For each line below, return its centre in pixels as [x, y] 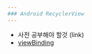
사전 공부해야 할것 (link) [51, 34]
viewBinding [36, 42]
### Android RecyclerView [46, 14]
